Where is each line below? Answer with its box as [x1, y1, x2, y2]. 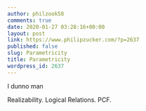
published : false [7, 43, 58, 50]
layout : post [7, 30, 46, 37]
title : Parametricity [7, 56, 71, 63]
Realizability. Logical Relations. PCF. [7, 96, 112, 104]
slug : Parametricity [7, 50, 68, 57]
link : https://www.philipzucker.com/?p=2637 [7, 37, 140, 44]
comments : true [7, 17, 52, 24]
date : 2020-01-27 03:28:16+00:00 [7, 23, 105, 30]
